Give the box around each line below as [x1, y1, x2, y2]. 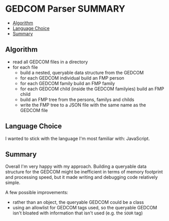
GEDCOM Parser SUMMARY [5, 3, 125, 15]
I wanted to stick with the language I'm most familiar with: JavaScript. [5, 135, 150, 141]
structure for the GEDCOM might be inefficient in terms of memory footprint [5, 169, 163, 175]
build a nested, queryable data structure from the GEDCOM [20, 69, 144, 76]
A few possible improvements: [5, 190, 68, 196]
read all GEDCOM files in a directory [12, 59, 88, 65]
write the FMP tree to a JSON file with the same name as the [20, 102, 146, 108]
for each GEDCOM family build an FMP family [20, 80, 115, 86]
